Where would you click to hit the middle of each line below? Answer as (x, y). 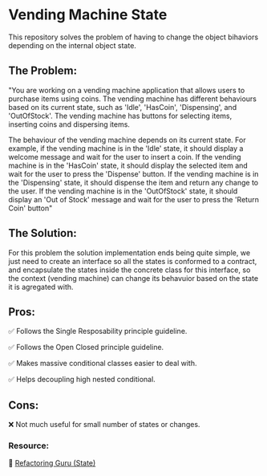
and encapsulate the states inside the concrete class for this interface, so (129, 270)
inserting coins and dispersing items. (69, 124)
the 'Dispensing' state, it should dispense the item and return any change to (133, 182)
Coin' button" (30, 208)
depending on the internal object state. (72, 45)
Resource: (29, 445)
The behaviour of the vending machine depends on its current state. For (127, 140)
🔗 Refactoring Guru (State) (52, 463)
